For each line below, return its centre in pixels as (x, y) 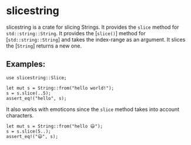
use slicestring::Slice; (36, 77)
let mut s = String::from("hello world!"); (60, 88)
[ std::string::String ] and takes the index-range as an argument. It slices (96, 39)
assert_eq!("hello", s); (36, 98)
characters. (20, 115)
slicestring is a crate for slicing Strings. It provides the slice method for (93, 27)
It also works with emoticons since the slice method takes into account (93, 109)
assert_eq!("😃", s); (32, 136)
